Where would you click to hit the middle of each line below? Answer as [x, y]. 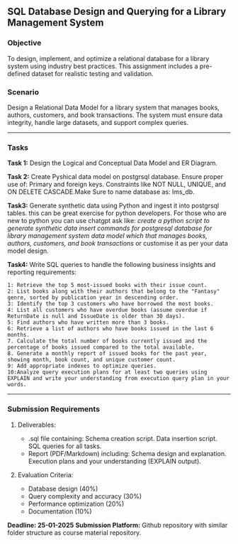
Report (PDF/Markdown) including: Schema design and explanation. [127, 453]
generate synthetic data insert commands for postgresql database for [110, 228]
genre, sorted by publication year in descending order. [93, 298]
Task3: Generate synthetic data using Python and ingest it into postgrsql [113, 206]
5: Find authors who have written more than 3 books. [89, 322]
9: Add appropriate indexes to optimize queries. [82, 366]
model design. [28, 251]
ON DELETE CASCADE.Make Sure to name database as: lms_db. [101, 192]
